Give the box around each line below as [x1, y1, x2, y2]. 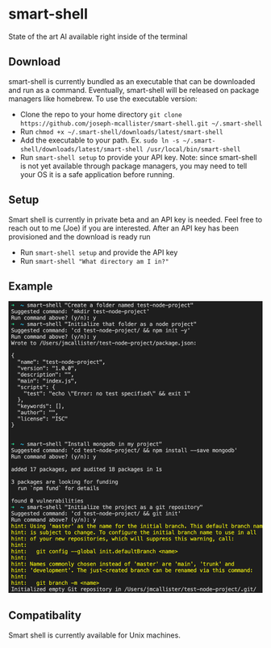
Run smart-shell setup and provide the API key [19, 248, 178, 257]
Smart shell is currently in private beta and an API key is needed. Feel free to [8, 214, 263, 224]
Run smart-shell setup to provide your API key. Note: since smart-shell [19, 152, 257, 162]
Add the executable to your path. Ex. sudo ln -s [19, 135, 180, 145]
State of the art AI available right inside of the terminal [8, 32, 188, 41]
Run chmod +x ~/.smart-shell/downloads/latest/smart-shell [19, 126, 223, 136]
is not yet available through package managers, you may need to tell [19, 161, 248, 171]
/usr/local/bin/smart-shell [146, 145, 241, 154]
